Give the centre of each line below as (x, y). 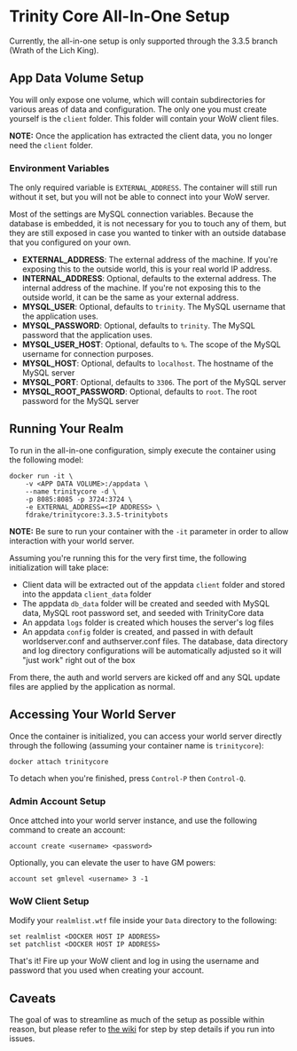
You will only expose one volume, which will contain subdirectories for (137, 99)
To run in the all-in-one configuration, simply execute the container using (143, 450)
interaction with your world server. (72, 541)
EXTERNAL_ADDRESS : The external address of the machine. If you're (150, 260)
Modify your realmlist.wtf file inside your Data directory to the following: (143, 921)
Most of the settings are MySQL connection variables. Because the (132, 214)
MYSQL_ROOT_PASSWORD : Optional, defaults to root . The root (139, 391)
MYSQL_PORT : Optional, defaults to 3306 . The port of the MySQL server (154, 383)
